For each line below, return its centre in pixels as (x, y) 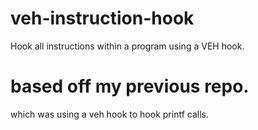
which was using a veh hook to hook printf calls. (109, 114)
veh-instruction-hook (102, 18)
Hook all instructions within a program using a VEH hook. (127, 46)
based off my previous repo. (130, 86)
